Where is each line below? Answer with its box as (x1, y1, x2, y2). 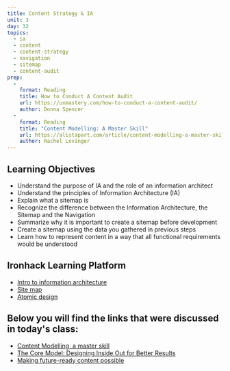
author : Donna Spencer (19, 106, 84, 113)
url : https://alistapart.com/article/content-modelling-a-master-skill (19, 131, 228, 138)
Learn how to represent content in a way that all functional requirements (16, 232, 221, 240)
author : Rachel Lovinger (19, 138, 90, 145)
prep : (7, 74, 23, 81)
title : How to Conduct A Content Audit (19, 93, 133, 100)
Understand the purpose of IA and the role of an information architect (16, 181, 214, 190)
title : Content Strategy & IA (7, 10, 94, 17)
